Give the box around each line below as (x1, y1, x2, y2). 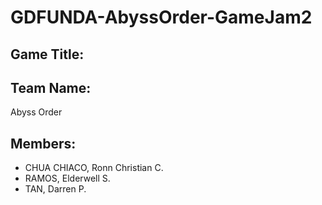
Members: (10, 135, 77, 152)
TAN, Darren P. (24, 183, 87, 195)
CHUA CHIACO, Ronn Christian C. (24, 162, 164, 174)
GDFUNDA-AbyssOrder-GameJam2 (10, 6, 313, 29)
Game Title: (10, 46, 85, 63)
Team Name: (10, 79, 92, 96)
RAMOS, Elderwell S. (24, 172, 111, 185)
